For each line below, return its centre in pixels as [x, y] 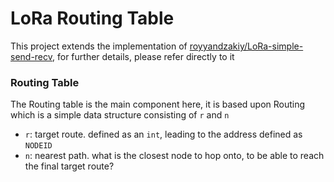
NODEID [38, 146]
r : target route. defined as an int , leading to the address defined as [163, 134]
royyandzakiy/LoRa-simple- [246, 46]
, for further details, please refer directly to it [143, 56]
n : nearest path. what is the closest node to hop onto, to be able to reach [174, 156]
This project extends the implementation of [99, 46]
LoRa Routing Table [92, 18]
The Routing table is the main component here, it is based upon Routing [158, 104]
